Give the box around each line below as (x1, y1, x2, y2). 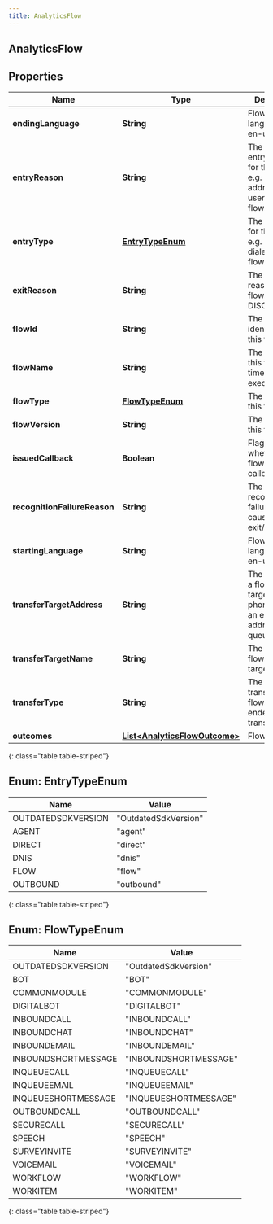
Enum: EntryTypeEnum (8, 775, 128, 789)
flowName (12, 361, 54, 373)
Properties (8, 70, 63, 84)
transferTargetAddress (12, 599, 103, 610)
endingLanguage (12, 117, 80, 129)
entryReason (12, 172, 63, 183)
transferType (12, 697, 64, 708)
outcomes (12, 730, 53, 741)
